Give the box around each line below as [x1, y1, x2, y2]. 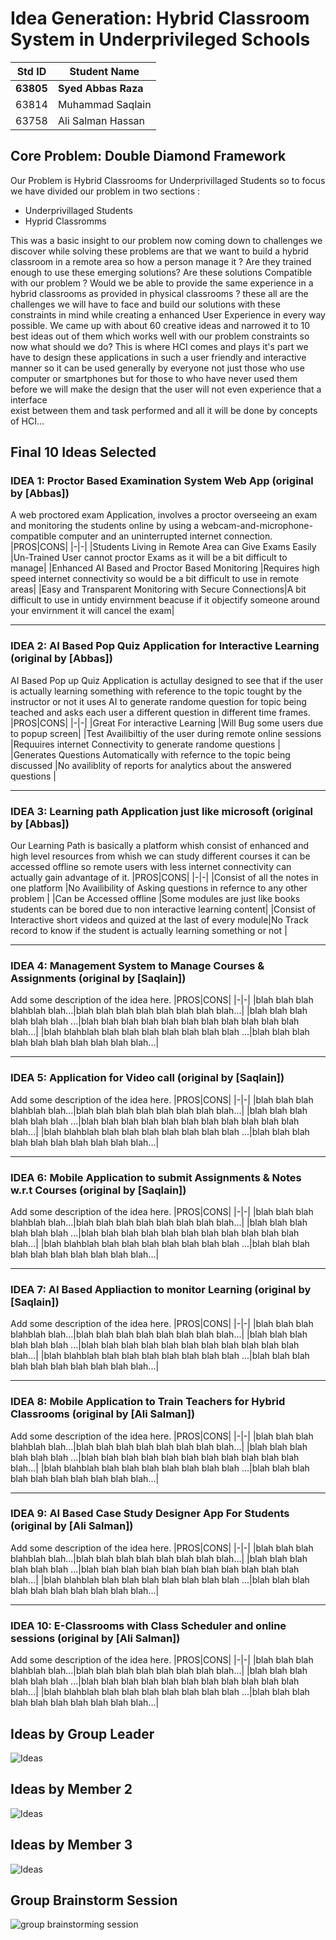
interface [10, 393, 48, 406]
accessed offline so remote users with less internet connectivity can [10, 861, 292, 873]
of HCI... [10, 415, 45, 427]
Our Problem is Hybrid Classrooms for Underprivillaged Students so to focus [10, 174, 326, 186]
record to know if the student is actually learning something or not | [10, 925, 288, 937]
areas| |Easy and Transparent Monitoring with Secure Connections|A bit [10, 583, 307, 596]
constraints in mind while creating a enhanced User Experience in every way [10, 308, 326, 321]
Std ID [16, 64, 47, 78]
